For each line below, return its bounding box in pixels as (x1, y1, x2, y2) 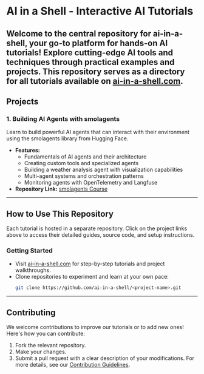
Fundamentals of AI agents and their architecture (24, 153, 147, 160)
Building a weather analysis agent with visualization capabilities (24, 166, 183, 174)
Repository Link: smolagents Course (15, 185, 108, 192)
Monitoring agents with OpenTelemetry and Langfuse (24, 179, 158, 186)
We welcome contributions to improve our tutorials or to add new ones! (6, 324, 184, 331)
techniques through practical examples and (6, 56, 175, 67)
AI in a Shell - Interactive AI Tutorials (6, 4, 194, 18)
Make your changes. (15, 348, 67, 356)
